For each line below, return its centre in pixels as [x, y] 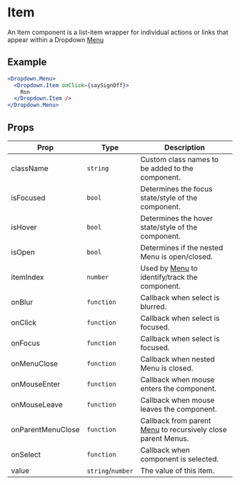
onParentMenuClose [45, 429]
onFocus [26, 343]
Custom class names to [180, 159]
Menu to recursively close [184, 429]
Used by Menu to [169, 268]
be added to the [167, 168]
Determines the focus [176, 188]
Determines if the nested [182, 247]
